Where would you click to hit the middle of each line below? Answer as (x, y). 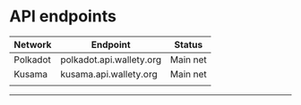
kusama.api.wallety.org (109, 74)
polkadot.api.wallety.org (111, 60)
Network (33, 44)
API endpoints (63, 16)
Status (189, 44)
